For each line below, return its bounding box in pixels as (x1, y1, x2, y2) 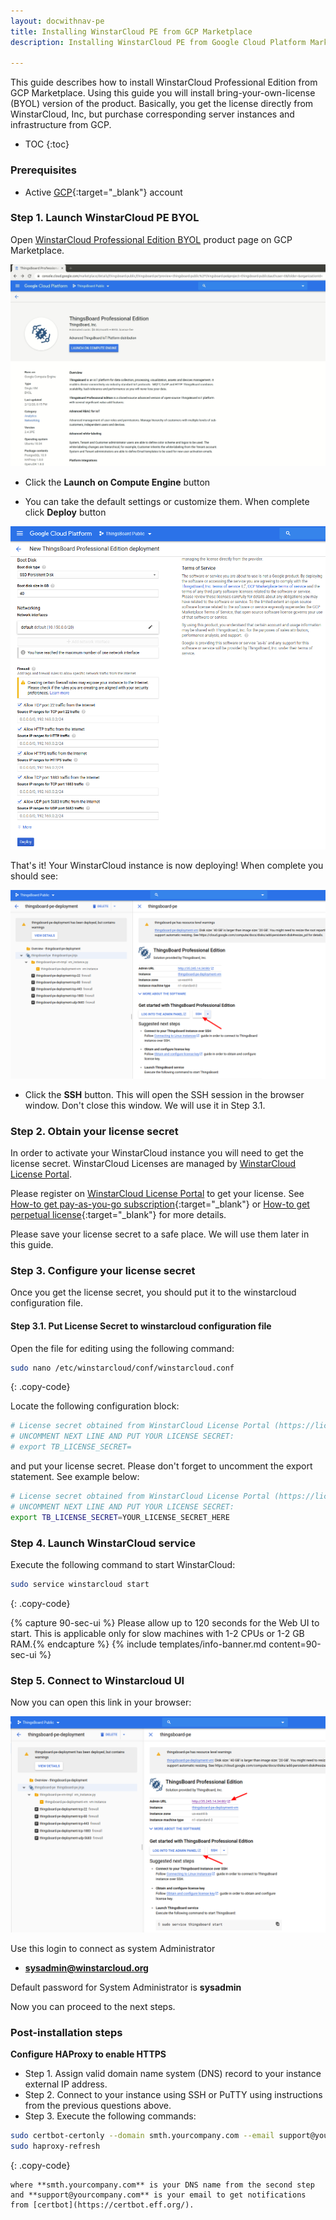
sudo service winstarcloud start (10, 1579, 150, 1589)
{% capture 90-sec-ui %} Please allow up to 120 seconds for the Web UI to (10, 1616, 320, 1629)
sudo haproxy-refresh (10, 2141, 101, 2151)
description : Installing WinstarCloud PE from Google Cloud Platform (10, 37, 307, 47)
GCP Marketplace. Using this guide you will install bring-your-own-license (10, 87, 316, 99)
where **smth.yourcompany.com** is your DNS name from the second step (10, 2180, 315, 2190)
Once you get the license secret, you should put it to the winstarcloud (10, 1286, 297, 1299)
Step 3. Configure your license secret (10, 1263, 196, 1277)
